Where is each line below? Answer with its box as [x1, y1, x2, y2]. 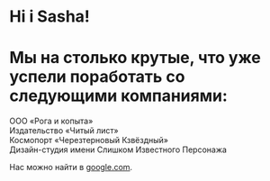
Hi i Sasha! [9, 6, 90, 27]
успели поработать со [9, 67, 185, 87]
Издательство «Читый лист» [9, 125, 119, 136]
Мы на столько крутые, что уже [9, 48, 261, 68]
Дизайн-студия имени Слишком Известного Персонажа [9, 144, 228, 155]
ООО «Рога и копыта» [9, 115, 94, 127]
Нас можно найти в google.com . [9, 162, 133, 173]
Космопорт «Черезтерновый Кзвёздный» [9, 135, 169, 146]
